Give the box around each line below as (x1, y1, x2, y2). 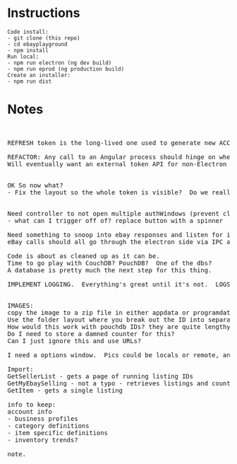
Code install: (7, 28, 49, 35)
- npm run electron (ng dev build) (7, 59, 112, 66)
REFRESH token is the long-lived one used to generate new (7, 139, 217, 146)
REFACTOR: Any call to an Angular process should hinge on (7, 153, 217, 161)
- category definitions (7, 422, 90, 429)
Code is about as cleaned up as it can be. (7, 252, 160, 260)
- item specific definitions (7, 429, 108, 436)
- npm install (7, 47, 49, 54)
